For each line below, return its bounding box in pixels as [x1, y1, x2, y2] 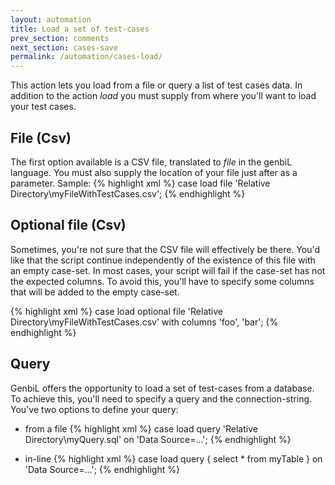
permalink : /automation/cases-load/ [10, 52, 163, 62]
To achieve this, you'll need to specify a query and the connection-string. [10, 392, 313, 405]
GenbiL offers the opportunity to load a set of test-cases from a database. [10, 382, 315, 394]
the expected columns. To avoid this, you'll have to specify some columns [10, 275, 315, 287]
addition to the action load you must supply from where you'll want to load [10, 90, 317, 102]
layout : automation [10, 14, 92, 25]
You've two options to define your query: [10, 403, 179, 415]
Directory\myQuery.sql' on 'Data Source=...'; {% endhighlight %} [24, 433, 292, 445]
